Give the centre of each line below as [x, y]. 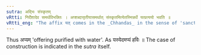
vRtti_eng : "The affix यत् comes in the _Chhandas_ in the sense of [92, 23]
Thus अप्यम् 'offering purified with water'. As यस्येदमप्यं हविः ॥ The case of [91, 40]
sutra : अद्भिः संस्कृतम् [28, 12]
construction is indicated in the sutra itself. [59, 47]
